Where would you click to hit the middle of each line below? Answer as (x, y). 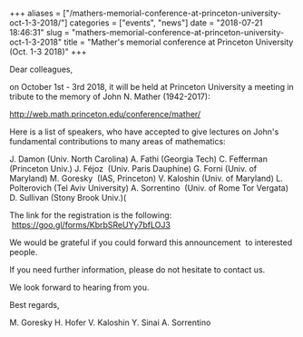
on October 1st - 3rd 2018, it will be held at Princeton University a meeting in (152, 87)
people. (24, 252)
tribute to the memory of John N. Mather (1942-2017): (110, 96)
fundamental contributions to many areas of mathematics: (117, 141)
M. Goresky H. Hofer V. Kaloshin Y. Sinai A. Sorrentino (110, 322)
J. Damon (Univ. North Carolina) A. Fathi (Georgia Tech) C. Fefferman (138, 159)
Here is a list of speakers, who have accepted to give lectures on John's (144, 132)
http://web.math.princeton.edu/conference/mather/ (105, 114)
